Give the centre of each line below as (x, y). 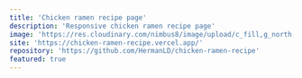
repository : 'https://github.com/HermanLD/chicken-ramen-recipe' (134, 51)
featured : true (38, 59)
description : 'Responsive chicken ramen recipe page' (113, 26)
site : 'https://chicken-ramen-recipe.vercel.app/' (106, 43)
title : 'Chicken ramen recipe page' (78, 17)
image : (22, 34)
